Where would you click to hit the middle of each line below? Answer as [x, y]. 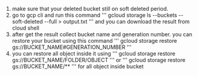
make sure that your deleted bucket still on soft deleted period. [90, 9]
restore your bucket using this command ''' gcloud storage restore [94, 41]
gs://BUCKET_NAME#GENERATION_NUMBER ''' [72, 47]
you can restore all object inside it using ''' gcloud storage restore [94, 53]
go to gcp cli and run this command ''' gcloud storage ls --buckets [94, 15]
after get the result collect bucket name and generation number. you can [102, 34]
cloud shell [25, 28]
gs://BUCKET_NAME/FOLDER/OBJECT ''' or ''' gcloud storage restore [99, 60]
